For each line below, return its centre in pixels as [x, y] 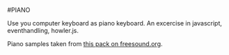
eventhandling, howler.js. [43, 31]
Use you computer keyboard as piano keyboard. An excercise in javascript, [115, 23]
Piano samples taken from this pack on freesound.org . [85, 44]
